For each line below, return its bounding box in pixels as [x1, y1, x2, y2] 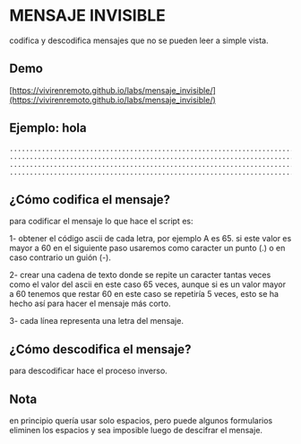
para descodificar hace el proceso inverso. [9, 365, 168, 377]
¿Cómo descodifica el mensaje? [9, 342, 192, 357]
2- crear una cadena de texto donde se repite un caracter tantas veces [9, 270, 271, 281]
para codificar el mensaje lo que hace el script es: [9, 216, 193, 227]
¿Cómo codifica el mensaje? [9, 192, 171, 207]
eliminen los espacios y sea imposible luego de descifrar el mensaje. [9, 425, 262, 435]
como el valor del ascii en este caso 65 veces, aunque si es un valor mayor [9, 279, 287, 290]
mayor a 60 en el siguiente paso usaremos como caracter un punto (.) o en [9, 243, 286, 254]
